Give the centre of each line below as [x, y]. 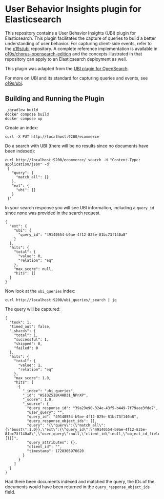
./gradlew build [21, 110]
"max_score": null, [34, 269]
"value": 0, [30, 256]
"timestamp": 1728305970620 [55, 451]
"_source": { [36, 404]
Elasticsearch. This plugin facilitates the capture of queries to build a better [81, 38]
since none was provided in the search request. [53, 213]
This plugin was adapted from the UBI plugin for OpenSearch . [67, 68]
